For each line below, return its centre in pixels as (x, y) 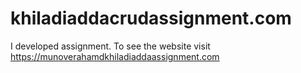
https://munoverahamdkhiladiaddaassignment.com (115, 56)
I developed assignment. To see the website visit (110, 46)
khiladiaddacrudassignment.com (151, 18)
